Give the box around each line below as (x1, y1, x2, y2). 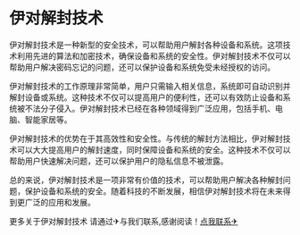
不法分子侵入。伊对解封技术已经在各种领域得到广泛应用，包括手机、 (24, 103, 275, 113)
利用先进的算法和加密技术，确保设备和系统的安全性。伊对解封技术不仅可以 (16, 50, 291, 61)
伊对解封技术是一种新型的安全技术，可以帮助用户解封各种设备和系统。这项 (9, 39, 283, 50)
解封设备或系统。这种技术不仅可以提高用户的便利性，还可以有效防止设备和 (9, 91, 283, 103)
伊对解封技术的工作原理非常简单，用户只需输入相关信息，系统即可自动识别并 (9, 80, 291, 91)
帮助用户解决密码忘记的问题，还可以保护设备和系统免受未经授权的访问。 (9, 62, 275, 72)
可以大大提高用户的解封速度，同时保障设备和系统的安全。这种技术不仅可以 (16, 144, 291, 155)
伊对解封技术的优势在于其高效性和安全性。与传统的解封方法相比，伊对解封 (9, 133, 283, 144)
